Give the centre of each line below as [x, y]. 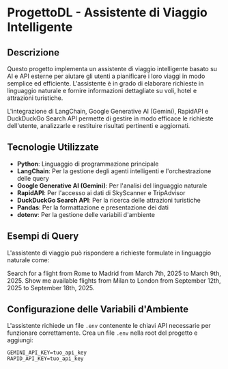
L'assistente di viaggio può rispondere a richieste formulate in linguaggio [109, 253]
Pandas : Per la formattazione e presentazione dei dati [93, 207]
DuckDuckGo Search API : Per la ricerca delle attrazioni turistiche [109, 200]
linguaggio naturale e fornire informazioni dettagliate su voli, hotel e [102, 91]
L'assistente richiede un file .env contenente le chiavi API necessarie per [109, 326]
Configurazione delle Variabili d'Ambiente [98, 309]
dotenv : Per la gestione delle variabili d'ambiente [86, 214]
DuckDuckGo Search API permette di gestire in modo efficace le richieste [110, 118]
